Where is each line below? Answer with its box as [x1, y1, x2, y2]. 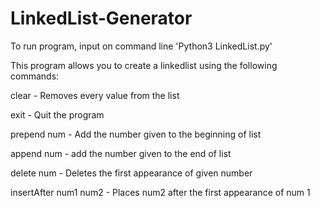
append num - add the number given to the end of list [10, 147, 232, 159]
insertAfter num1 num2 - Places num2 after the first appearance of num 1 [10, 186, 311, 198]
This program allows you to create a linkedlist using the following [10, 59, 278, 71]
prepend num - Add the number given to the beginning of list [10, 128, 262, 140]
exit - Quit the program [10, 108, 105, 121]
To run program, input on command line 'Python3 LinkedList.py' [10, 40, 273, 52]
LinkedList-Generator [10, 7, 193, 30]
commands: [10, 70, 60, 82]
